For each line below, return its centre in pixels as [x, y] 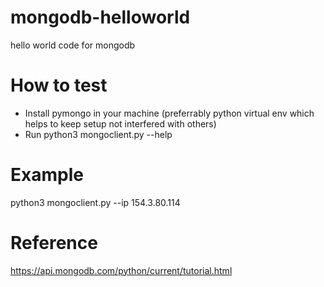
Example [47, 175]
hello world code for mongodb [73, 45]
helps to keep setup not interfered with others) [120, 123]
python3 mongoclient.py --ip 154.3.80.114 [95, 202]
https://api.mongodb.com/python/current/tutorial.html [121, 270]
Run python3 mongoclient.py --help [98, 134]
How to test [59, 85]
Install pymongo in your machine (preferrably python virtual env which [169, 113]
